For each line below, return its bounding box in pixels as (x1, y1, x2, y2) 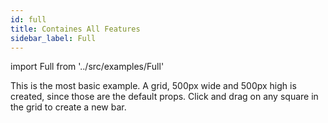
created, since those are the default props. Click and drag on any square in (10, 91, 319, 103)
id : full (10, 14, 47, 25)
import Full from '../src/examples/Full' (10, 61, 165, 73)
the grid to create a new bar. (10, 101, 127, 113)
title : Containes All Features (10, 24, 141, 34)
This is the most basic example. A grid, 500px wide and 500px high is (10, 80, 297, 92)
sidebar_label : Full (10, 33, 97, 43)
